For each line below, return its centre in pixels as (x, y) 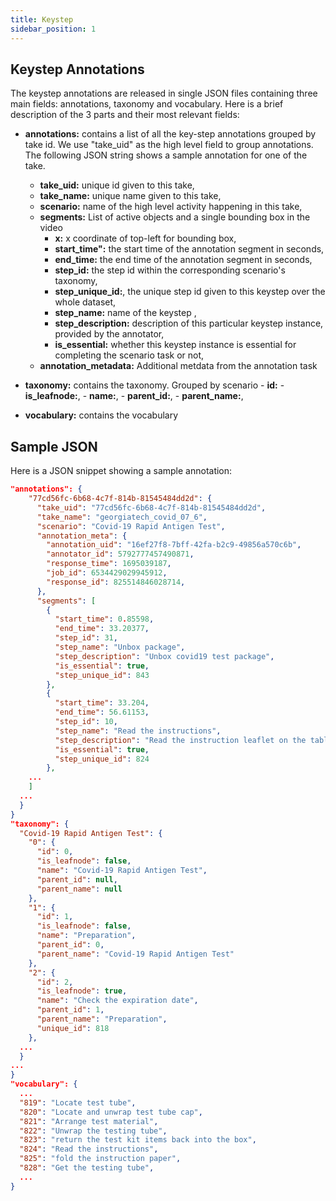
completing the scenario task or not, (129, 355)
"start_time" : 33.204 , (102, 703)
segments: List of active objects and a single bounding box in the (175, 217)
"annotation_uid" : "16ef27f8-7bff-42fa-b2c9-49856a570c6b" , (174, 545)
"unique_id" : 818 (73, 1028)
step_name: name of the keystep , (125, 313)
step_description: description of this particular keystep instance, (189, 323)
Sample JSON (54, 446)
